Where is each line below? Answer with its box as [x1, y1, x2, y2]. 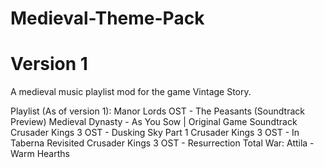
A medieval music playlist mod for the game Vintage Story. [10, 86, 252, 98]
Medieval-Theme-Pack [10, 7, 205, 30]
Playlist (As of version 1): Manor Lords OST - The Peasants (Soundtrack [10, 105, 305, 117]
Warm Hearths [10, 148, 70, 160]
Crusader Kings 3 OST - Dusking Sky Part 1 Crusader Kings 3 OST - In [10, 127, 300, 139]
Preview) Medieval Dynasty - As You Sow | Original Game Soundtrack [10, 116, 298, 128]
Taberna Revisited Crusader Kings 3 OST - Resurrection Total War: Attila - [10, 137, 315, 149]
